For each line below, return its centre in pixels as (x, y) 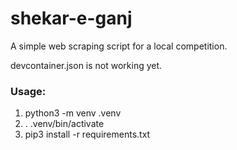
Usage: (28, 91)
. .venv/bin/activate (64, 124)
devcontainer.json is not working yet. (86, 65)
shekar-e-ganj (71, 18)
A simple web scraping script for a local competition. (119, 46)
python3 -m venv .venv (73, 113)
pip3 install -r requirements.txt (87, 134)
